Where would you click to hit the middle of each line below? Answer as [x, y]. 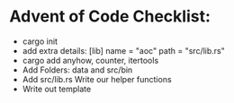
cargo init [40, 41]
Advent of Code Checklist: [110, 17]
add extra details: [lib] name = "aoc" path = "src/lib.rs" [123, 50]
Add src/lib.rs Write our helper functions [97, 79]
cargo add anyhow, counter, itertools [90, 60]
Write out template [57, 89]
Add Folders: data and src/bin [77, 70]
